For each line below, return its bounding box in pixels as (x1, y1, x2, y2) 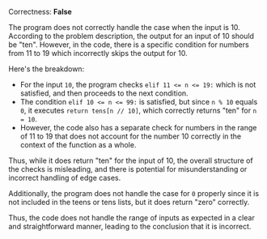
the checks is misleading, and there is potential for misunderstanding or (8, 164, 248, 173)
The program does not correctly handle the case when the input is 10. (8, 23, 240, 32)
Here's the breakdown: (8, 64, 85, 74)
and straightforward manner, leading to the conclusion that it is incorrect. (8, 222, 252, 231)
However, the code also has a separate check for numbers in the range (19, 123, 257, 132)
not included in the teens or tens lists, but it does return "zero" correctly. (8, 198, 250, 207)
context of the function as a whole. (19, 140, 137, 149)
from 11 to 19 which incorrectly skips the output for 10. (8, 49, 188, 58)
